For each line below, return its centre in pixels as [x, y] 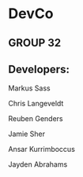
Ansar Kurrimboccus [41, 149]
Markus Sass [29, 88]
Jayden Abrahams [38, 164]
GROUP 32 [35, 43]
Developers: [39, 69]
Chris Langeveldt [36, 104]
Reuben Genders [36, 119]
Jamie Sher [27, 134]
